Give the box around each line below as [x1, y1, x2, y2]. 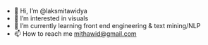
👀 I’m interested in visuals [13, 14, 89, 22]
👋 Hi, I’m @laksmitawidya [13, 7, 88, 15]
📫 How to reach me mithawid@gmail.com [13, 30, 137, 38]
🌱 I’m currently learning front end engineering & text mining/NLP [13, 22, 201, 30]
